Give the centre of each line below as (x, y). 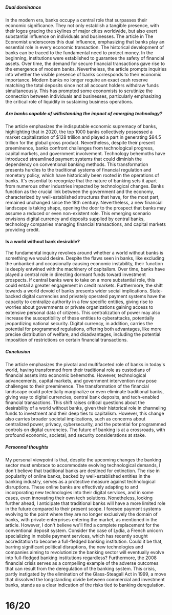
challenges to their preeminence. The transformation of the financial (77, 386)
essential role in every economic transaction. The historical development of (85, 47)
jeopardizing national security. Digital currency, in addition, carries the (79, 324)
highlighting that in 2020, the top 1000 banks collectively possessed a (79, 132)
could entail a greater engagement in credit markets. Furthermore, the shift (84, 285)
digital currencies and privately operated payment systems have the (94, 296)
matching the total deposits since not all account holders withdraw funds (82, 85)
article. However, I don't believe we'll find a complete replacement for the (82, 525)
